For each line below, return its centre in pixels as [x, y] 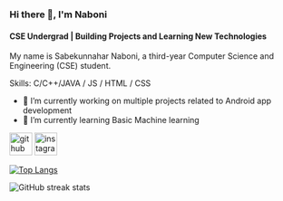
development [47, 110]
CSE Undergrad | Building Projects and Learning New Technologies [138, 36]
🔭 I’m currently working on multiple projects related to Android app [147, 101]
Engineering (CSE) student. [60, 66]
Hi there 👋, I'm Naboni [58, 14]
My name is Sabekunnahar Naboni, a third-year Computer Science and [142, 56]
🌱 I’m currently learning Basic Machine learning [111, 120]
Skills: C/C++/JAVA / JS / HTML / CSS [80, 83]
